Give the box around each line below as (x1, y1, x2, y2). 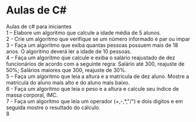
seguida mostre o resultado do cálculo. (6, 104, 101, 111)
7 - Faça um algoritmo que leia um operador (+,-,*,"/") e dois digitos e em (6, 97, 183, 104)
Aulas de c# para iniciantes (6, 23, 72, 30)
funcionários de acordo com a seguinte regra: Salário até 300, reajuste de (6, 60, 185, 67)
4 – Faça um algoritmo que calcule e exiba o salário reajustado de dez (6, 54, 175, 61)
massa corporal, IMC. (6, 91, 58, 99)
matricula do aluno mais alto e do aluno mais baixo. (6, 79, 130, 86)
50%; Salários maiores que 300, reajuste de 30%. (6, 66, 127, 73)
